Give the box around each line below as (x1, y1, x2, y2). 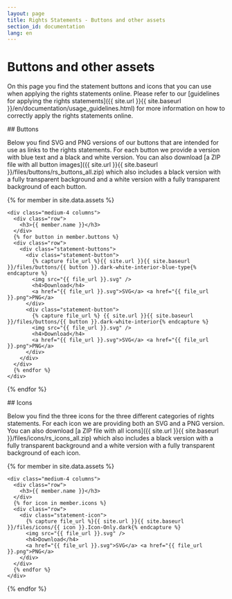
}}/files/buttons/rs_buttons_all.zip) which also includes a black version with (7, 168, 221, 177)
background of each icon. (7, 449, 81, 457)
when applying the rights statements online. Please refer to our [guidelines (7, 89, 220, 98)
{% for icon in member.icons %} (13, 500, 107, 507)
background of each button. (7, 183, 87, 191)
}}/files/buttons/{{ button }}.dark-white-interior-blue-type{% (7, 264, 197, 271)
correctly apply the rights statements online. (7, 111, 134, 120)
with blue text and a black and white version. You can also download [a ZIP (7, 153, 221, 161)
